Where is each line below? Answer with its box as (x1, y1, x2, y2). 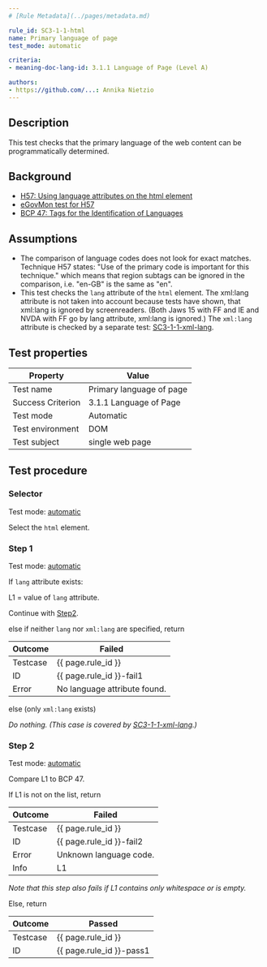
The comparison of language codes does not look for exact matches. (19, 253, 252, 264)
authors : (8, 79, 38, 87)
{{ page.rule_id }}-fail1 (56, 670, 144, 681)
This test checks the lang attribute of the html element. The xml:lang (19, 288, 249, 298)
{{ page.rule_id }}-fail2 (56, 836, 144, 848)
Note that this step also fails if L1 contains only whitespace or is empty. (8, 883, 247, 893)
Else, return (8, 899, 47, 909)
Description (8, 116, 69, 130)
